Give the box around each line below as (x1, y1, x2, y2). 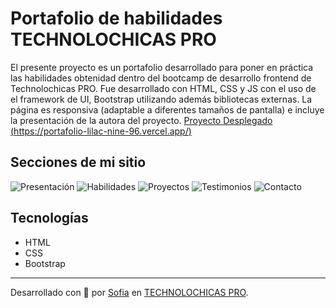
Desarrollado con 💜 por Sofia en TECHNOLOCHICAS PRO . (10, 286, 249, 298)
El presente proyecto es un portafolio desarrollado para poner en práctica (10, 61, 314, 73)
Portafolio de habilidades (10, 7, 223, 30)
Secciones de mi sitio (10, 154, 147, 171)
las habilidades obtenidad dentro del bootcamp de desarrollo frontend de (10, 72, 312, 84)
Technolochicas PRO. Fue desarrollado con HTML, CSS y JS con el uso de (10, 82, 317, 94)
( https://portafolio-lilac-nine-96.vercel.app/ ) (10, 125, 192, 137)
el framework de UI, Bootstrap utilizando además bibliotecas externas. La (10, 93, 313, 105)
